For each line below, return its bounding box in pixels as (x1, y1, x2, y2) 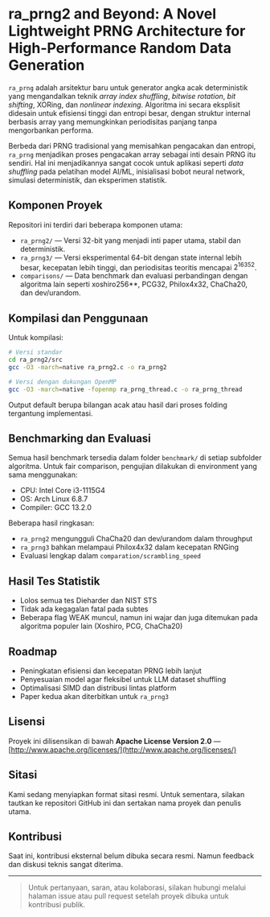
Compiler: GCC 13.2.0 (19, 503, 92, 512)
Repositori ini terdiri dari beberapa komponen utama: (8, 220, 183, 229)
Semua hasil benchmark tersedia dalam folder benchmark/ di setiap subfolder (8, 453, 262, 463)
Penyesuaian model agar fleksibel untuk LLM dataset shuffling (19, 675, 227, 685)
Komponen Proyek (8, 199, 103, 212)
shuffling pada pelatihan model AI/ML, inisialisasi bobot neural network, (8, 167, 245, 176)
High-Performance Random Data (8, 39, 231, 57)
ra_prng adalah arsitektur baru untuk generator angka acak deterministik (8, 82, 248, 93)
